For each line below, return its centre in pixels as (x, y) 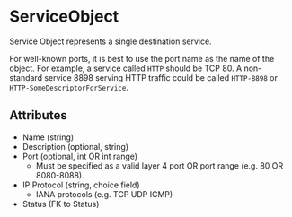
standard (26, 77)
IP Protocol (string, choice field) (81, 185)
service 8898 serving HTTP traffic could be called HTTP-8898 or (161, 77)
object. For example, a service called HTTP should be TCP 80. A (126, 68)
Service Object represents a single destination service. (111, 41)
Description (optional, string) (75, 146)
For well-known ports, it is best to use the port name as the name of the (142, 58)
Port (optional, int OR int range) (80, 156)
